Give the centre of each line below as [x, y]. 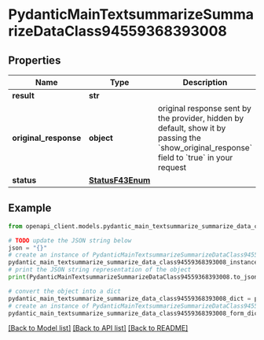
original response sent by [205, 108]
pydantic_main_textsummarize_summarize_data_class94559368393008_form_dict [135, 313]
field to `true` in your [196, 157]
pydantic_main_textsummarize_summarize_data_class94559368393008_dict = [130, 298]
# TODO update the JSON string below [70, 240]
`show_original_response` [205, 148]
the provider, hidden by [201, 118]
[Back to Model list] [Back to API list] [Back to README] [98, 328]
